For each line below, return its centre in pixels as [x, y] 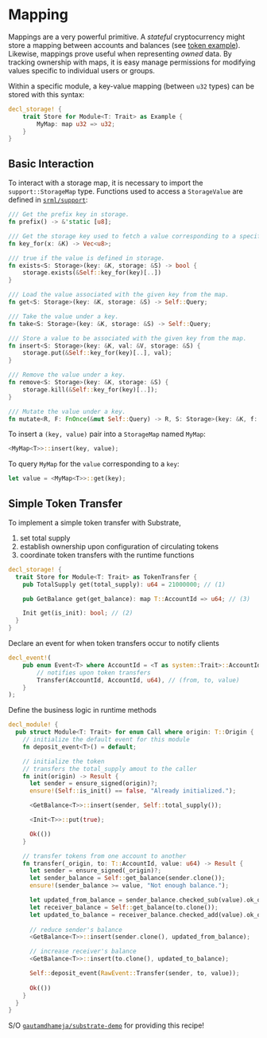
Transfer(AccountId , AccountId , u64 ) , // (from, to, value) [138, 680]
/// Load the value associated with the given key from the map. [118, 295]
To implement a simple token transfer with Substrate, [95, 522]
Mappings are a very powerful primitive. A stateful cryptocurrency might [127, 37]
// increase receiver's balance [83, 951]
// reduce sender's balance [76, 930]
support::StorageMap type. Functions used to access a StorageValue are [126, 191]
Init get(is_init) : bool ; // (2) [78, 613]
